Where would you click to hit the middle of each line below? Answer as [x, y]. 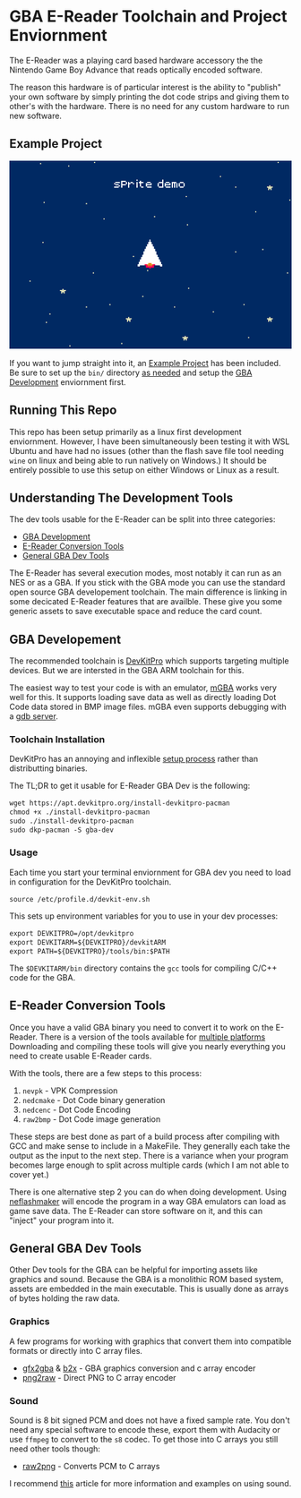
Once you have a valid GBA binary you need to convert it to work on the [142, 1027]
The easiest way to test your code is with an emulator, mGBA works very [143, 688]
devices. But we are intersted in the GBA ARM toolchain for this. [127, 671]
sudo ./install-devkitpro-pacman [72, 821]
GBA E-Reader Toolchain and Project [149, 17]
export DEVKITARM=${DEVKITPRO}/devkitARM [88, 942]
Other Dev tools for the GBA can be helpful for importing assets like [133, 1270]
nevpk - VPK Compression [70, 1091]
